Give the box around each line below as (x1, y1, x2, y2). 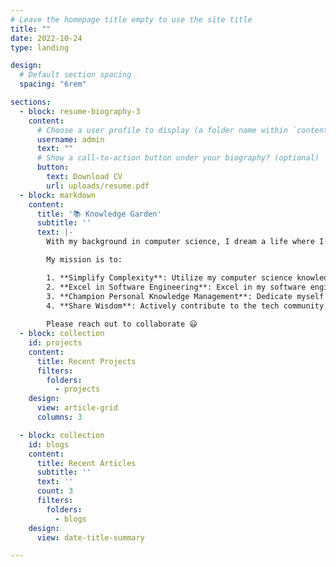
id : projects (28, 338, 83, 348)
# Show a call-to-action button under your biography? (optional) (36, 153, 320, 163)
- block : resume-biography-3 (19, 106, 141, 116)
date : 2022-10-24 (10, 33, 83, 43)
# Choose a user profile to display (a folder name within (36, 125, 288, 135)
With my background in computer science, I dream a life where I (46, 237, 325, 247)
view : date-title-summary (36, 532, 145, 543)
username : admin (36, 134, 105, 145)
